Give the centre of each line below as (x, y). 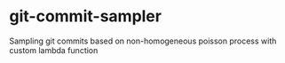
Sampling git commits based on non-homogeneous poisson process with (143, 41)
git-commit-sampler (86, 16)
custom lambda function (54, 50)
